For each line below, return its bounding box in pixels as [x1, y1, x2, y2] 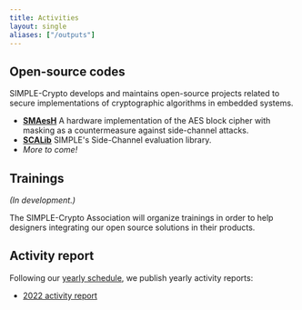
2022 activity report [22, 290, 98, 301]
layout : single [9, 22, 67, 31]
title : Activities [9, 13, 79, 23]
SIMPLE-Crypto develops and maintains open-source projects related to [9, 88, 280, 99]
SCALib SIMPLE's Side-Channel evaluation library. [22, 135, 212, 145]
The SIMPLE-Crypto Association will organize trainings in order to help [9, 213, 274, 223]
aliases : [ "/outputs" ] [9, 30, 96, 39]
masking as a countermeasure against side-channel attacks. [22, 125, 249, 136]
